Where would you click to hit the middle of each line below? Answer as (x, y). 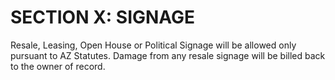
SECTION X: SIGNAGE (103, 17)
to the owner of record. (58, 66)
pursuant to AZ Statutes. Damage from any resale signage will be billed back (168, 55)
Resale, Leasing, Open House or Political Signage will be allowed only (153, 45)
